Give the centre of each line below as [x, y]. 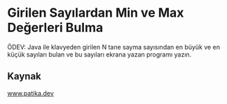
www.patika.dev [30, 93]
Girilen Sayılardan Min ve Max [96, 13]
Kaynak [25, 76]
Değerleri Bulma [55, 28]
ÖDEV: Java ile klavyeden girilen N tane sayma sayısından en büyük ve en [114, 47]
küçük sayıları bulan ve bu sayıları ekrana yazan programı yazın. [99, 54]
